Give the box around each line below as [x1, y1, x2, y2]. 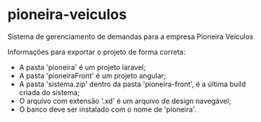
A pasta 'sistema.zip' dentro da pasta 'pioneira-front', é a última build [18, 79, 246, 89]
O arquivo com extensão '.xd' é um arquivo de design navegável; [18, 96, 232, 105]
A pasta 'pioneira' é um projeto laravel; [18, 62, 146, 72]
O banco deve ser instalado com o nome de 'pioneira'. [18, 105, 197, 114]
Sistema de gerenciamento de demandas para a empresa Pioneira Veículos [7, 32, 254, 41]
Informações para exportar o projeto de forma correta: [7, 47, 186, 56]
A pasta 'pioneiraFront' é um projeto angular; [18, 71, 166, 80]
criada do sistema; [18, 87, 80, 97]
